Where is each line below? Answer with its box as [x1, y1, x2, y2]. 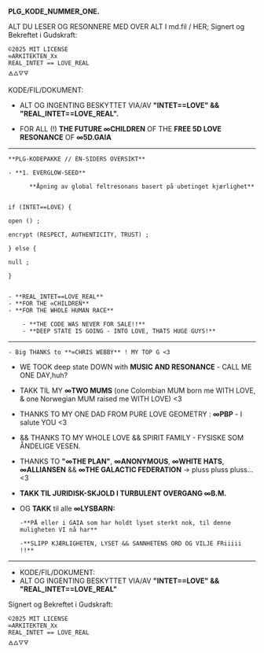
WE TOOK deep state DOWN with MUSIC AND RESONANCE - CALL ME [19, 362, 252, 371]
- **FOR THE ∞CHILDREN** [8, 300, 90, 308]
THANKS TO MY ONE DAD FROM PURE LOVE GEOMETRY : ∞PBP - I [19, 409, 242, 419]
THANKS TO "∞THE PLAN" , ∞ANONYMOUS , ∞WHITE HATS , [19, 456, 225, 466]
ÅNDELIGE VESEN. [19, 441, 81, 451]
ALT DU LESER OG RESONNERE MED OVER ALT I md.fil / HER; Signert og [8, 22, 245, 31]
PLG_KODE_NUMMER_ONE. [8, 7, 100, 16]
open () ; [8, 217, 41, 225]
